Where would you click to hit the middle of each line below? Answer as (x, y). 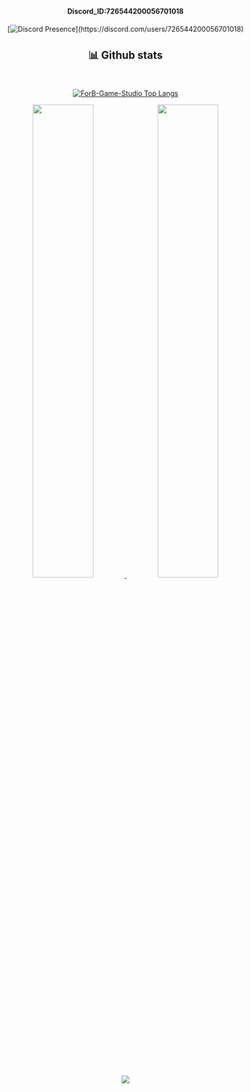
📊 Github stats (126, 55)
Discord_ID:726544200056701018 (126, 11)
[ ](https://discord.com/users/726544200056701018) (126, 29)
